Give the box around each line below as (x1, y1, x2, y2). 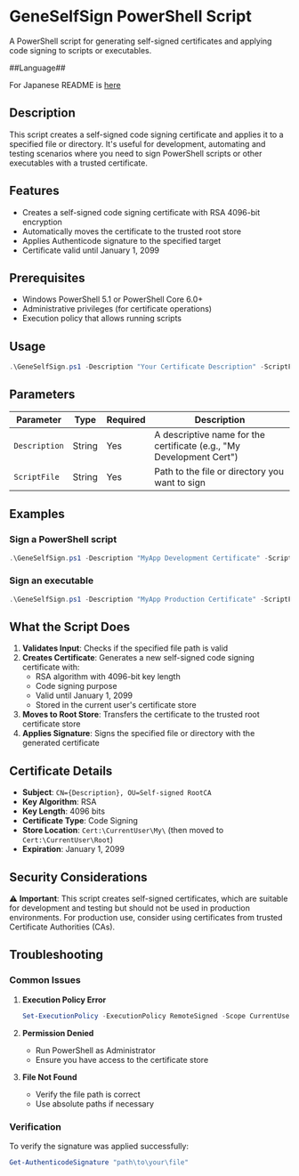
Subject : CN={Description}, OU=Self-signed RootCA (21, 787, 212, 798)
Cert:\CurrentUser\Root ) (21, 834, 114, 845)
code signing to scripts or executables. (9, 45, 152, 55)
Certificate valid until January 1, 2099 (21, 245, 160, 255)
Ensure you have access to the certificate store (35, 1054, 209, 1065)
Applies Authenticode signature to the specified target (21, 235, 221, 246)
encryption (21, 216, 62, 227)
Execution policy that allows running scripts (21, 313, 182, 324)
